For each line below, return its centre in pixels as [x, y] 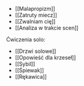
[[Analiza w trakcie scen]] [47, 28]
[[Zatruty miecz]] [36, 15]
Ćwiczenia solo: [26, 39]
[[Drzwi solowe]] [35, 51]
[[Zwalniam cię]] [35, 21]
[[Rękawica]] [31, 77]
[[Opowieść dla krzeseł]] [45, 57]
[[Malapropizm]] [35, 9]
